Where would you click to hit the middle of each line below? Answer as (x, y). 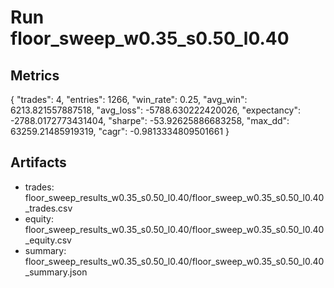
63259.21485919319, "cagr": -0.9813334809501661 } (120, 131)
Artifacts (38, 162)
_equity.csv (48, 240)
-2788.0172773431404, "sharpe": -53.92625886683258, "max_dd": (150, 120)
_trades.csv (48, 208)
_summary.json (56, 272)
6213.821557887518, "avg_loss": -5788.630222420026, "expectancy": (156, 110)
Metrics (35, 75)
